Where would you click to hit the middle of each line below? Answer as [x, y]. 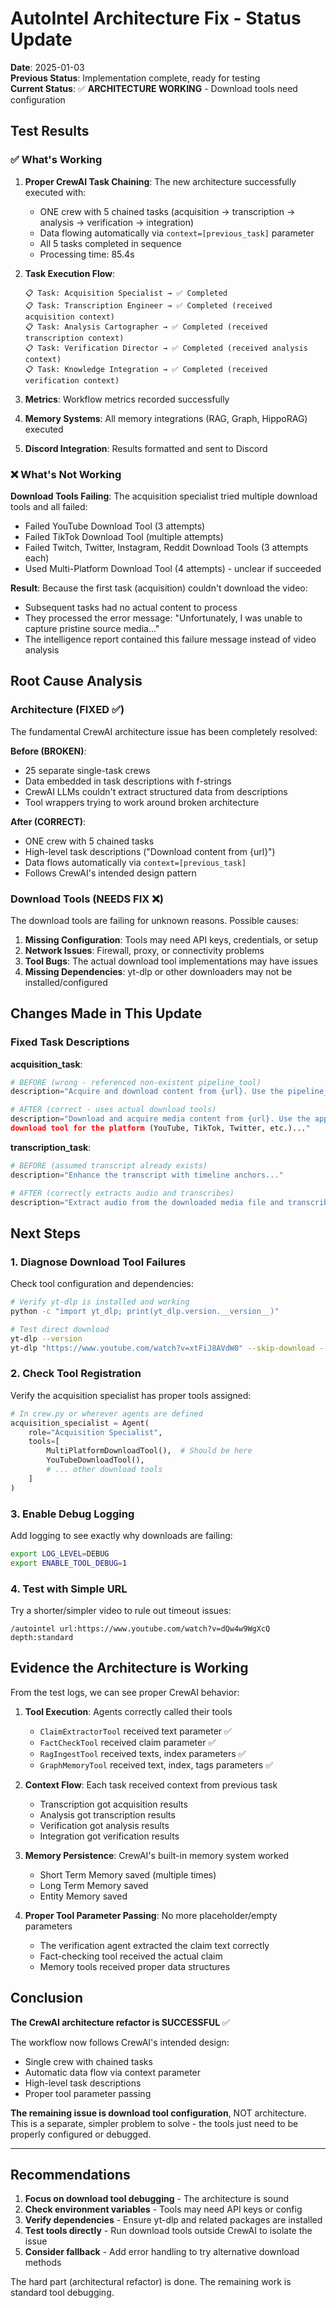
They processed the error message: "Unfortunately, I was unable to [163, 618]
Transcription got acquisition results [113, 1804]
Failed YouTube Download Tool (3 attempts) [115, 526]
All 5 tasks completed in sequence [110, 243]
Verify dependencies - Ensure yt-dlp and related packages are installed [173, 2220]
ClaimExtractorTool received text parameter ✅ [135, 1731]
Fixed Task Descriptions [70, 1042]
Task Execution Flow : [70, 273]
